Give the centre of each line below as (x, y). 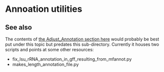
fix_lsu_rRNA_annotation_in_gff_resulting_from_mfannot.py (72, 59)
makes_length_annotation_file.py (45, 64)
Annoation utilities (44, 9)
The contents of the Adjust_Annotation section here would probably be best (82, 39)
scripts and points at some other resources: (49, 50)
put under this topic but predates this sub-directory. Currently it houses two (82, 44)
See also (19, 27)
